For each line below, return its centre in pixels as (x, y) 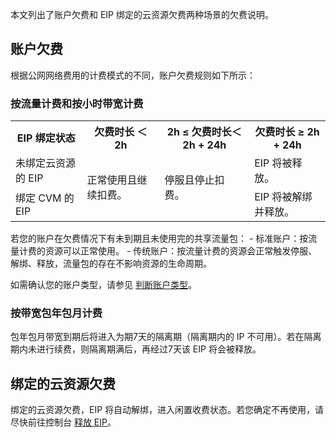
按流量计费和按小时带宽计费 (77, 103)
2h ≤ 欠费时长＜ (204, 132)
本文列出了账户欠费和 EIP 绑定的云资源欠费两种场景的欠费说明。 (142, 14)
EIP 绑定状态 (46, 138)
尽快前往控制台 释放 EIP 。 (63, 422)
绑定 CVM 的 (45, 198)
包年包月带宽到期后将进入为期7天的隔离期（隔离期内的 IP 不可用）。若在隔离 (166, 337)
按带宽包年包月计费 (56, 313)
